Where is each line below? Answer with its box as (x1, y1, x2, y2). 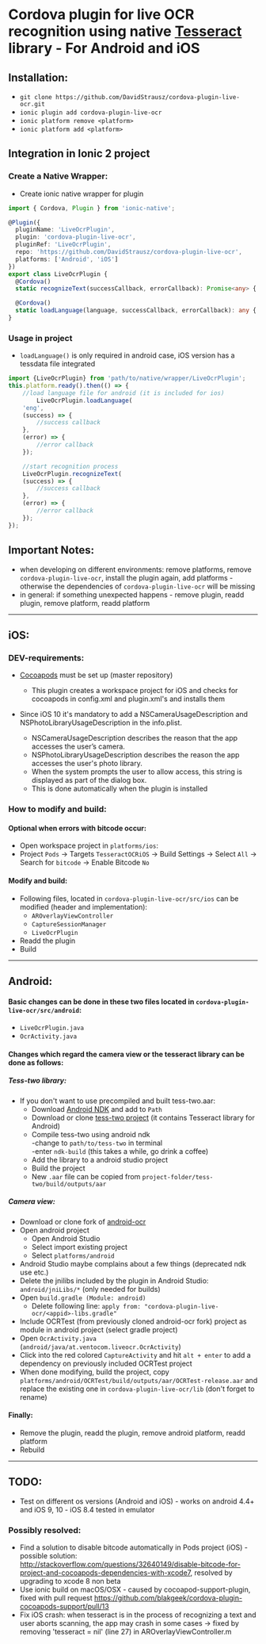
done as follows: (8, 1057, 64, 1067)
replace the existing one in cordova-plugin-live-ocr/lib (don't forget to (19, 1384, 255, 1393)
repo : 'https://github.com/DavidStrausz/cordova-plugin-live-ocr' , (15, 248, 243, 256)
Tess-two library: (8, 1076, 67, 1086)
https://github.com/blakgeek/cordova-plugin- (93, 1593, 243, 1603)
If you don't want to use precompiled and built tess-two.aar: (19, 1096, 216, 1106)
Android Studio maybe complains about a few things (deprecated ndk (19, 1259, 247, 1268)
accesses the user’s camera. (31, 742, 125, 751)
